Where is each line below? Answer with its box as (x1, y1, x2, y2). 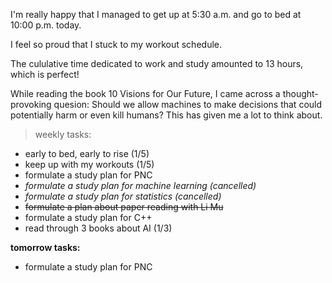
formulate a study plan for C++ (24, 212, 153, 223)
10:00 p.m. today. (10, 19, 82, 31)
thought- (282, 88, 319, 99)
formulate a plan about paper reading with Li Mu (24, 201, 224, 213)
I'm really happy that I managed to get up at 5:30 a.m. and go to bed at (10, 9, 302, 20)
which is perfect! (10, 69, 80, 80)
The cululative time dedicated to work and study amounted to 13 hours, (10, 58, 304, 69)
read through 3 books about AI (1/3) (24, 222, 173, 234)
